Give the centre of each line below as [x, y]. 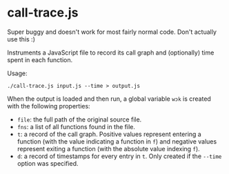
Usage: [17, 73]
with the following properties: [49, 106]
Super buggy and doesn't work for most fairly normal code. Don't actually [112, 32]
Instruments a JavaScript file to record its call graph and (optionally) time [111, 52]
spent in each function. [40, 59]
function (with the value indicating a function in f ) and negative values [117, 141]
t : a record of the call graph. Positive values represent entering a [109, 134]
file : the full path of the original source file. [79, 119]
